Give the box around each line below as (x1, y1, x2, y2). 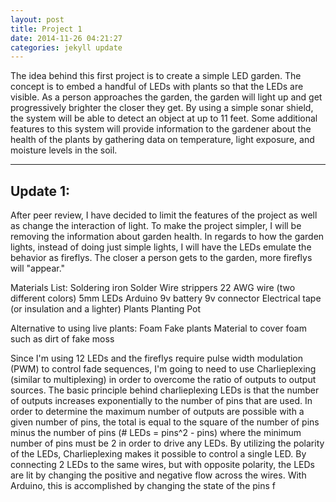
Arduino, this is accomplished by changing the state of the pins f (10, 480, 276, 492)
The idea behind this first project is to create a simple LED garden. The (10, 70, 302, 82)
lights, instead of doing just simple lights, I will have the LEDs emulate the (10, 241, 312, 253)
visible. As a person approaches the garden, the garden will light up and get (10, 91, 323, 103)
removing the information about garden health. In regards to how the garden (10, 231, 325, 243)
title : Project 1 (10, 24, 83, 34)
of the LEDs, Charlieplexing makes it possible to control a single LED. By (10, 448, 307, 460)
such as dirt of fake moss (10, 333, 115, 345)
